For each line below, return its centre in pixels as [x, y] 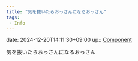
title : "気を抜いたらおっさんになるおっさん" [56, 12]
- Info [17, 23]
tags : [13, 17]
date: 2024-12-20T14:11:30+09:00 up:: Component [69, 40]
